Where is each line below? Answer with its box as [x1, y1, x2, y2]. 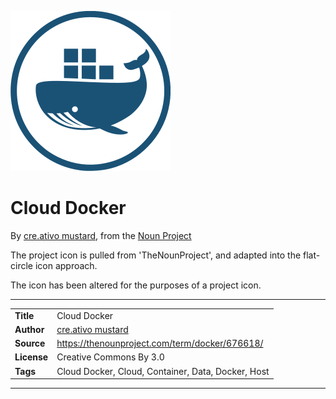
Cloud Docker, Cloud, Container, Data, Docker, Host [56, 365, 270, 377]
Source [14, 337, 46, 350]
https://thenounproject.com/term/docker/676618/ [56, 337, 264, 350]
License [14, 351, 49, 363]
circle [10, 259, 33, 271]
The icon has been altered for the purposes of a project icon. [10, 279, 262, 291]
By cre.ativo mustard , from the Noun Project [10, 229, 192, 241]
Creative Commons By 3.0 [56, 351, 165, 363]
